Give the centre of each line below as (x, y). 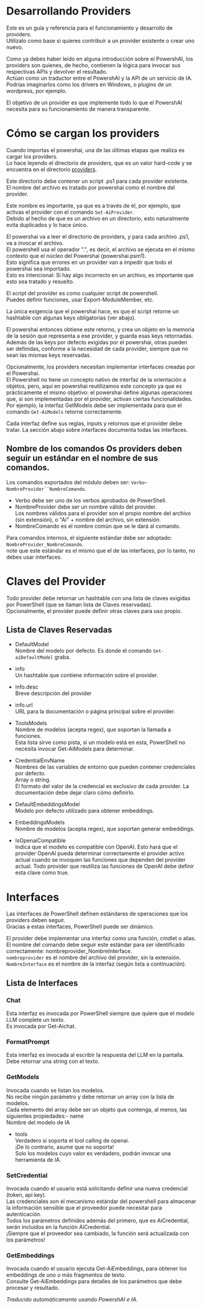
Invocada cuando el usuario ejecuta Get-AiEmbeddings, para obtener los (96, 1269)
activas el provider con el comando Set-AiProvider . (70, 212)
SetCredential (27, 1175)
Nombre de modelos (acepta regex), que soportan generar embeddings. (105, 829)
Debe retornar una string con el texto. (53, 1062)
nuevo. (15, 47)
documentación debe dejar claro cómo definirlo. (75, 793)
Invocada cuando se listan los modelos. (55, 1090)
